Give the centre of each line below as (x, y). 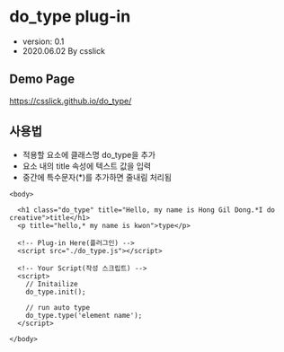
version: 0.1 (43, 41)
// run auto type (58, 307)
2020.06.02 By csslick (64, 50)
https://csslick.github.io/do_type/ (71, 101)
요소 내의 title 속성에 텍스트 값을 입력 (86, 166)
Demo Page (42, 79)
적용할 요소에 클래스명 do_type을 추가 (89, 154)
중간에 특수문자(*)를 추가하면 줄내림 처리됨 (97, 177)
